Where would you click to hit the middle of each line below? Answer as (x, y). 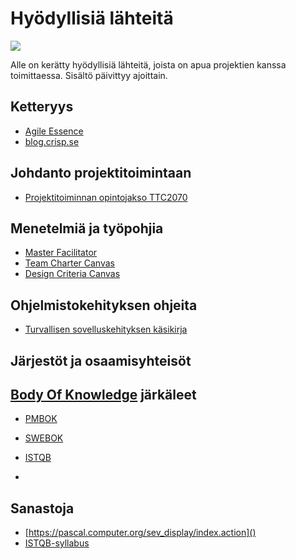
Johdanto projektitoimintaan (101, 173)
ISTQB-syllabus (57, 543)
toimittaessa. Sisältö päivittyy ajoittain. (89, 75)
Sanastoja (42, 508)
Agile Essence (54, 131)
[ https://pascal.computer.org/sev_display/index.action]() (140, 533)
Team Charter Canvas (69, 263)
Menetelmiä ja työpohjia (87, 228)
